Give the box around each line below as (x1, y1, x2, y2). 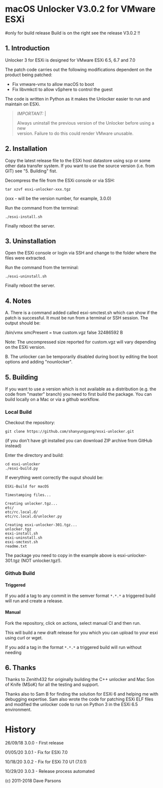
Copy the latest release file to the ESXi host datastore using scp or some (5, 157, 151, 163)
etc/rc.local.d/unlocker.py (5, 514, 62, 519)
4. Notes (5, 297, 32, 305)
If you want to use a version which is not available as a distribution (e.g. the (5, 386, 157, 392)
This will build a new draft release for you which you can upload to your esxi (5, 629, 158, 636)
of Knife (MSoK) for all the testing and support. (5, 682, 99, 687)
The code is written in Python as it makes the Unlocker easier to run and (5, 96, 150, 102)
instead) (5, 443, 22, 449)
